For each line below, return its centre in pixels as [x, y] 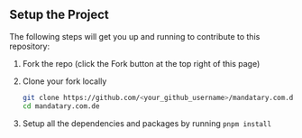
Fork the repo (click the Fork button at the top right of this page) [141, 63]
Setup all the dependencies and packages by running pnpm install [147, 123]
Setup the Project [59, 15]
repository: [30, 46]
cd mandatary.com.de [61, 106]
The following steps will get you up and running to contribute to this [135, 36]
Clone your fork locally [64, 81]
